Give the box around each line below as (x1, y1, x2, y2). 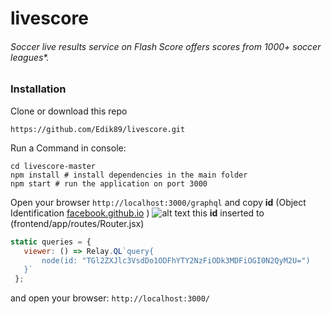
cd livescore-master (10, 161, 97, 171)
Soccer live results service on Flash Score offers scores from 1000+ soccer (10, 40, 322, 52)
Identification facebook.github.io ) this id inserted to (10, 207, 265, 219)
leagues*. (10, 51, 50, 63)
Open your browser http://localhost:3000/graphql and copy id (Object (10, 196, 307, 208)
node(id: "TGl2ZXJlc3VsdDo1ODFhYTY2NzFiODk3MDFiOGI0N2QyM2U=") (41, 255, 311, 266)
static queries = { (10, 237, 92, 247)
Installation (10, 82, 67, 96)
